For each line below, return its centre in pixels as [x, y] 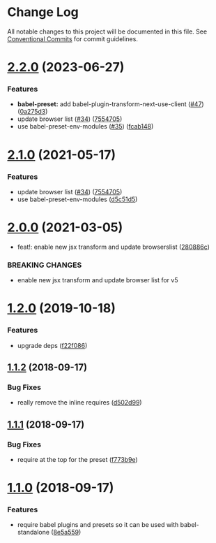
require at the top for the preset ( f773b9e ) [77, 459]
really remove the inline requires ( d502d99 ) [79, 403]
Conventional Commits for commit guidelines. [72, 38]
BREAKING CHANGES [45, 265]
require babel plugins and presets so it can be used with [98, 525]
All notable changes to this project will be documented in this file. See [107, 31]
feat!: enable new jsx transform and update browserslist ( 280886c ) [114, 247]
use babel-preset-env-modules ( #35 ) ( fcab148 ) [85, 126]
